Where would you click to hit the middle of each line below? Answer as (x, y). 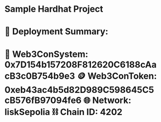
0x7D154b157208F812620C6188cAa (81, 64)
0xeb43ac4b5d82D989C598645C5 (80, 90)
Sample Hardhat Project (54, 9)
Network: (112, 100)
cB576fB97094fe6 (43, 100)
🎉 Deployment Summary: (57, 32)
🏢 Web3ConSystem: (46, 54)
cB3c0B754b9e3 (40, 76)
